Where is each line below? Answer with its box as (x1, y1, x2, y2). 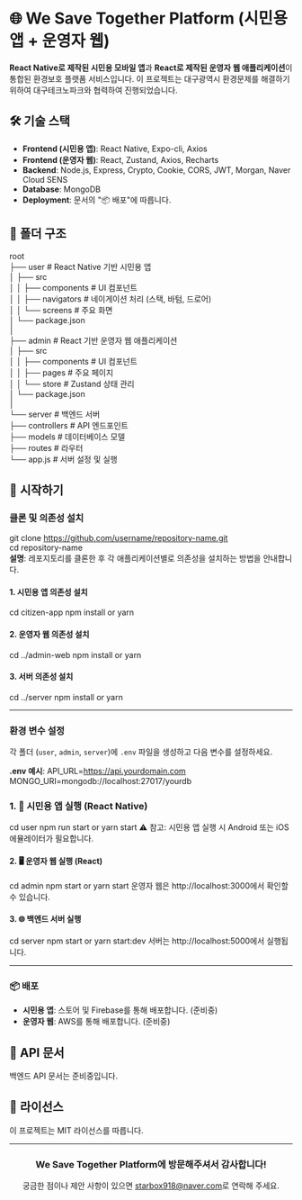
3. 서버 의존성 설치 (9, 672, 74, 682)
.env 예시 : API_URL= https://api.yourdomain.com (9, 766, 186, 777)
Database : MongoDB (22, 184, 102, 194)
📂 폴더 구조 (9, 226, 67, 241)
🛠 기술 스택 (9, 113, 70, 129)
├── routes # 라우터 (9, 442, 84, 453)
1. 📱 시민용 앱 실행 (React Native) (9, 800, 148, 813)
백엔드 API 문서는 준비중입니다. (9, 1070, 119, 1081)
